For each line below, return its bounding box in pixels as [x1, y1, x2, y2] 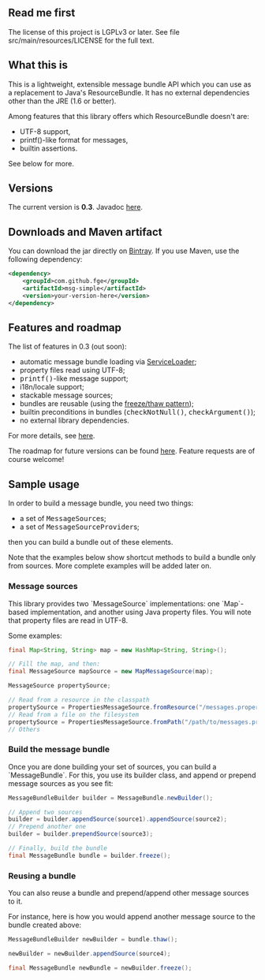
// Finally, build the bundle [8, 844, 108, 852]
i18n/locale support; [19, 382, 84, 392]
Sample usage [8, 477, 80, 491]
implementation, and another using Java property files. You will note [30, 607, 252, 617]
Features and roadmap [8, 321, 122, 334]
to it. [8, 896, 23, 906]
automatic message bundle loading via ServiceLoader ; [19, 357, 197, 367]
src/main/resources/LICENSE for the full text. [8, 35, 155, 45]
